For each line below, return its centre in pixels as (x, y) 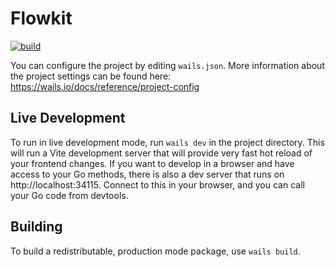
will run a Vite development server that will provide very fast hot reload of (161, 153)
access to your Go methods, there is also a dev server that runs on (147, 174)
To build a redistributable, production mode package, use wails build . (155, 251)
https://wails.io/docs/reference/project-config (105, 86)
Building (36, 227)
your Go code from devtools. (69, 195)
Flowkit (41, 18)
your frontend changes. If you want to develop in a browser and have (152, 163)
